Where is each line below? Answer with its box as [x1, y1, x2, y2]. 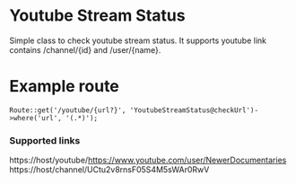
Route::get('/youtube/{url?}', [9, 105, 126, 115]
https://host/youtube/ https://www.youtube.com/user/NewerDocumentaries [9, 154, 287, 166]
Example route [9, 76, 119, 97]
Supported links [9, 134, 81, 146]
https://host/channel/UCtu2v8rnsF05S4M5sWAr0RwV [9, 164, 210, 175]
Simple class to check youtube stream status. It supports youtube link [9, 35, 267, 46]
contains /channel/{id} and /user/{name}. [9, 44, 161, 55]
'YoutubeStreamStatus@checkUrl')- [129, 105, 258, 115]
